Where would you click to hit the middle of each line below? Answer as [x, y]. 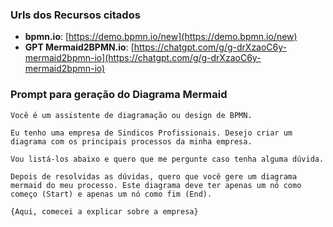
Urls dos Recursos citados [75, 15]
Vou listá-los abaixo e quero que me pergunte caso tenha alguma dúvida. [167, 159]
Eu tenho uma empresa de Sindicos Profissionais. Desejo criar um [151, 133]
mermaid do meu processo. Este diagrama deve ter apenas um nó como [156, 185]
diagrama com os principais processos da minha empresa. [131, 141]
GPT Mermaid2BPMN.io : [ [79, 47]
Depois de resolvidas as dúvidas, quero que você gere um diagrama [154, 176]
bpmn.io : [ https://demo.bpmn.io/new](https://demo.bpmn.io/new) [161, 37]
